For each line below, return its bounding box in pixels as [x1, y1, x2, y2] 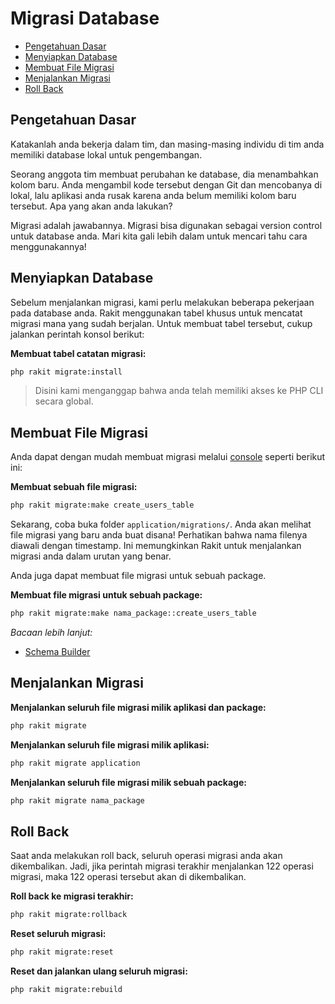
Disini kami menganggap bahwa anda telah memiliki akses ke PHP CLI [34, 385, 324, 397]
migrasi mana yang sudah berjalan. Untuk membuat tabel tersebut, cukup [10, 317, 313, 329]
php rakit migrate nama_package [10, 795, 145, 806]
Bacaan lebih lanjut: [10, 627, 93, 638]
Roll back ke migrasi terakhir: [10, 890, 134, 902]
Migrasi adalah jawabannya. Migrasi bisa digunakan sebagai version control [10, 219, 323, 231]
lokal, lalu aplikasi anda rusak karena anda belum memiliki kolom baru [10, 189, 297, 201]
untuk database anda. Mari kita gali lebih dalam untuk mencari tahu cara [10, 230, 308, 242]
